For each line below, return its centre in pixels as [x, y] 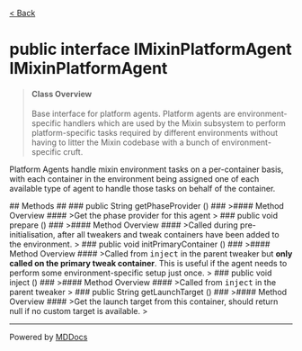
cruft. [73, 152]
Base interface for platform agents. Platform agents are [133, 114]
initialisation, [32, 235]
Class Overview [62, 94]
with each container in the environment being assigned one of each [134, 179]
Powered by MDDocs [49, 337]
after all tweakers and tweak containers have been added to [169, 235]
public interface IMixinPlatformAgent [151, 49]
